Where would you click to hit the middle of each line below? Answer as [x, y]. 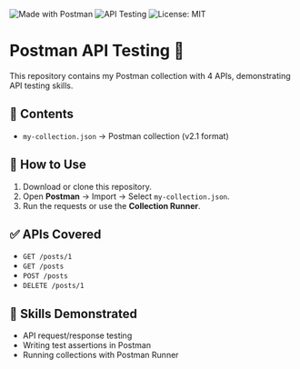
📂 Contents [42, 114]
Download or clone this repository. [87, 186]
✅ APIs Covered [55, 234]
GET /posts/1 [47, 257]
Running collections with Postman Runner [100, 355]
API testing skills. [41, 85]
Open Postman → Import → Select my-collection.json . [126, 196]
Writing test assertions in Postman [87, 345]
